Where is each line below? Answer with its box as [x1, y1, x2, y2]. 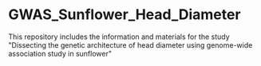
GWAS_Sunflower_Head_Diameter [8, 6, 241, 24]
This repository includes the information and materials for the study [8, 32, 230, 41]
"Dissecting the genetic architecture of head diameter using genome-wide [8, 40, 253, 49]
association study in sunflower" [8, 49, 112, 58]
